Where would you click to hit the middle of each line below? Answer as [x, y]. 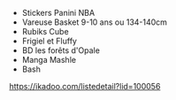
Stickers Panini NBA [58, 13]
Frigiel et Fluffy [50, 41]
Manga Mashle [49, 60]
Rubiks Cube [45, 31]
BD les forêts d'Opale [61, 50]
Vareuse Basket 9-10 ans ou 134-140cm [95, 22]
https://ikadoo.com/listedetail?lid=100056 [85, 86]
